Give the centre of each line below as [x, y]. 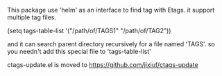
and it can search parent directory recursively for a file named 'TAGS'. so [111, 44]
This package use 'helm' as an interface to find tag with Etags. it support [111, 10]
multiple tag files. [32, 17]
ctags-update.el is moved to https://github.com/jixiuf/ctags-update [103, 65]
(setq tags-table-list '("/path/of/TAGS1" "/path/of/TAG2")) [89, 31]
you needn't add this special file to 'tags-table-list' [79, 51]
